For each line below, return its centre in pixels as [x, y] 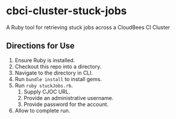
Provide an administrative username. [69, 98]
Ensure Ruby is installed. [45, 60]
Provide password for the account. [66, 104]
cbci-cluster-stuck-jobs [67, 11]
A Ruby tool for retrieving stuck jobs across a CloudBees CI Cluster [88, 27]
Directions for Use [40, 46]
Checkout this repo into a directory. [58, 66]
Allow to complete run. [42, 110]
